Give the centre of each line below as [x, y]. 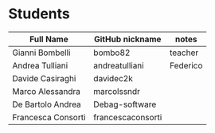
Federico [186, 65]
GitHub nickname [128, 39]
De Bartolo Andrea [47, 104]
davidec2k [113, 78]
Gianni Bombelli [41, 53]
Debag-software [125, 104]
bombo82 [112, 53]
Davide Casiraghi [44, 78]
